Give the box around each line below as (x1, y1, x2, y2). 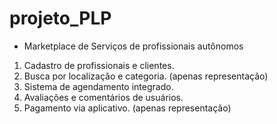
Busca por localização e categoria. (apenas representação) (23, 70, 269, 82)
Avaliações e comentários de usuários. (23, 91, 184, 103)
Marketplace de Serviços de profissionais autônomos (23, 40, 244, 52)
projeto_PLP (9, 7, 112, 30)
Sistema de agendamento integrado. (23, 80, 174, 92)
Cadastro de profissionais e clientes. (23, 59, 175, 71)
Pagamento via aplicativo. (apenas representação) (23, 102, 232, 114)
